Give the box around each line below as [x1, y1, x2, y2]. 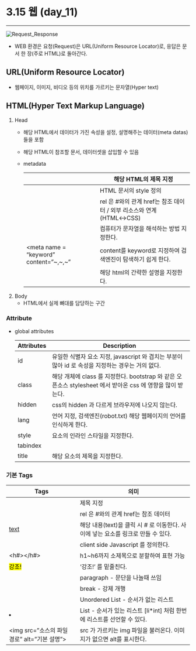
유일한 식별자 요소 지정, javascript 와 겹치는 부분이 [52, 352, 183, 361]
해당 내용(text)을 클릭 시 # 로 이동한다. [79, 521, 180, 529]
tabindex [17, 441, 42, 450]
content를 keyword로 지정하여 [100, 246, 180, 255]
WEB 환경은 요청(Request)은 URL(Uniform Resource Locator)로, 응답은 [14, 42, 181, 50]
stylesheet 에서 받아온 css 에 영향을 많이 [69, 381, 177, 389]
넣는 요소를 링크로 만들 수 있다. [92, 530, 172, 538]
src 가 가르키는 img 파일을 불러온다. [79, 626, 173, 635]
